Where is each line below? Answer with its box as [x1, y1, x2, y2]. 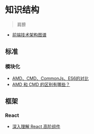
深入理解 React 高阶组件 [12, 124, 61, 130]
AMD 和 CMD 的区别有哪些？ [12, 81, 70, 87]
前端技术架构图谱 [12, 32, 47, 38]
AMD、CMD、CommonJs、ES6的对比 [12, 75, 89, 81]
